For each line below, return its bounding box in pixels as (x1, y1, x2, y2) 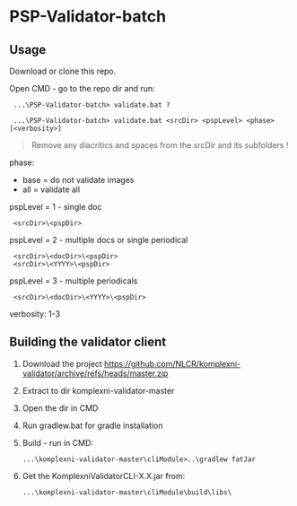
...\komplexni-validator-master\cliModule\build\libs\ (22, 487, 232, 497)
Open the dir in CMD (22, 402, 99, 414)
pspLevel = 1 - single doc (9, 202, 102, 212)
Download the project (22, 358, 103, 369)
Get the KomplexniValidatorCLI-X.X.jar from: (22, 470, 186, 481)
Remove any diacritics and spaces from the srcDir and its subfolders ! (31, 140, 289, 150)
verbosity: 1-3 (9, 309, 61, 319)
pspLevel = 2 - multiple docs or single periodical (9, 235, 188, 245)
